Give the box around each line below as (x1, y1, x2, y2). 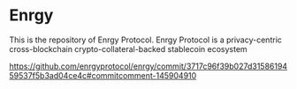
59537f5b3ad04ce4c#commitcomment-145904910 (9, 70, 197, 80)
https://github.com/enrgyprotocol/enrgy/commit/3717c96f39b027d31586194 (9, 61, 288, 71)
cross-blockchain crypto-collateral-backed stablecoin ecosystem (9, 43, 247, 54)
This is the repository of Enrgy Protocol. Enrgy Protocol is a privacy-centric (9, 34, 283, 45)
